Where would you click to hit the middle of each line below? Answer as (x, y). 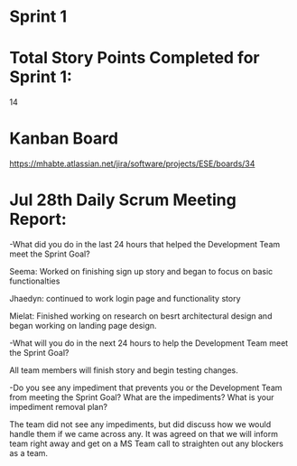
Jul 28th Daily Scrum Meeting (123, 200)
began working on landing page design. (83, 326)
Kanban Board (64, 139)
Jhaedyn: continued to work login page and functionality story (125, 298)
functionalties (35, 281)
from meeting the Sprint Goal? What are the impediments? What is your (142, 397)
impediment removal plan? (59, 407)
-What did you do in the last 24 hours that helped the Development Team (145, 244)
